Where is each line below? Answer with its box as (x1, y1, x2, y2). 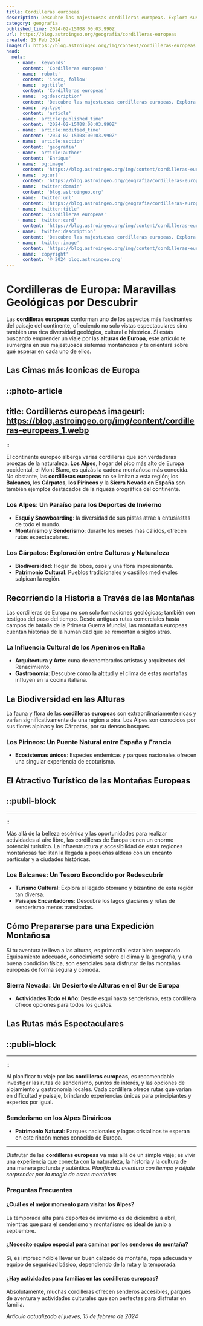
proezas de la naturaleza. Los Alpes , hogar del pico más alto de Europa (6, 460, 184, 467)
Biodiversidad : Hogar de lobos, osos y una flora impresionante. (14, 562, 174, 570)
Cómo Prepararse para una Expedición (6, 921, 155, 931)
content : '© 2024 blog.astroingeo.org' (22, 257, 123, 263)
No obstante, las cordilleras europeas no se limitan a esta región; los (6, 472, 179, 480)
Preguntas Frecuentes (6, 1186, 73, 1194)
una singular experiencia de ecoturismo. (14, 758, 116, 765)
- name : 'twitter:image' (17, 240, 80, 246)
